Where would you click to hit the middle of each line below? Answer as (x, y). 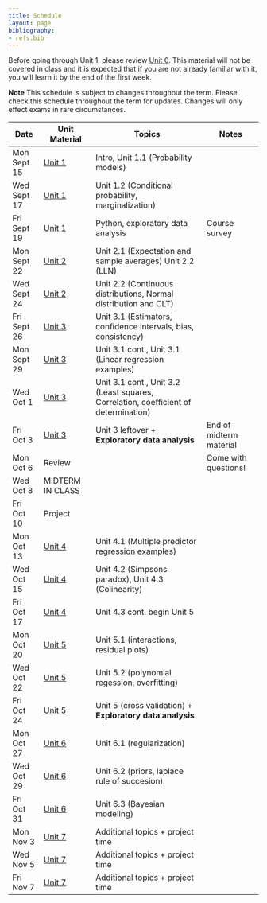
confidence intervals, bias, (145, 327)
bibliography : (32, 30)
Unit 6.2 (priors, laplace (139, 771)
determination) (123, 412)
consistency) (120, 337)
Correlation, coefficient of (143, 403)
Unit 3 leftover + (126, 430)
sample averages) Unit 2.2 (145, 261)
